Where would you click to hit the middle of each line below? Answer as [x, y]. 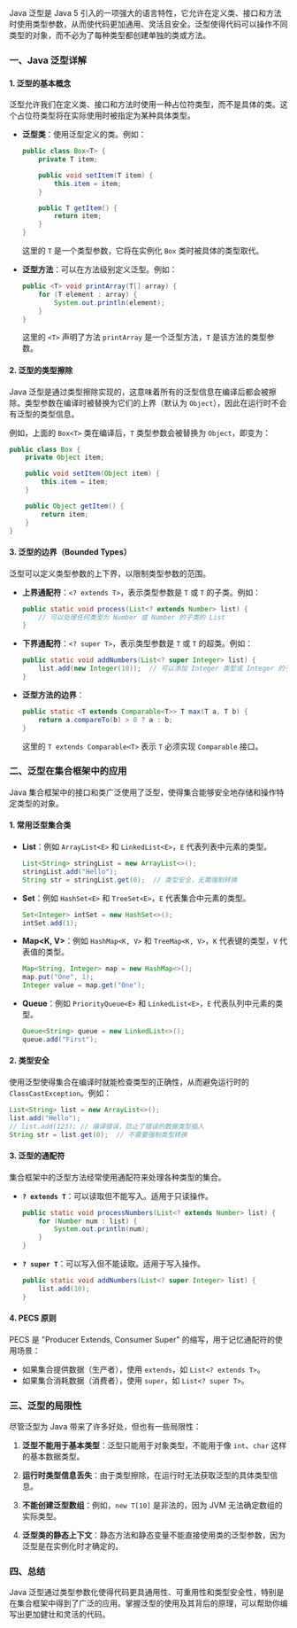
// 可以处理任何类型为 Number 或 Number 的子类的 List [132, 617]
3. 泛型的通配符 [37, 1156]
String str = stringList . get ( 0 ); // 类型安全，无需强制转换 [129, 880]
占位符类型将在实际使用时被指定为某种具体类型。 [106, 116]
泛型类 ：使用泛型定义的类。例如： [84, 135]
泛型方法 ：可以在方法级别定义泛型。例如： [99, 269]
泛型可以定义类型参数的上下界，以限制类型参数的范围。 [110, 573]
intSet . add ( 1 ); [50, 923]
